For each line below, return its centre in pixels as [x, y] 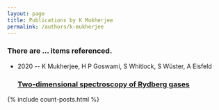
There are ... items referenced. [60, 51]
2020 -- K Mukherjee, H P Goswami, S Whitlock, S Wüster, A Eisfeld [114, 66]
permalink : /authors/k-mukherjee [56, 26]
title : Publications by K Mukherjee [60, 20]
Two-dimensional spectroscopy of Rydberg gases [103, 84]
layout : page [26, 14]
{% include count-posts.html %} [53, 99]
